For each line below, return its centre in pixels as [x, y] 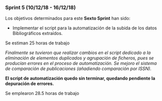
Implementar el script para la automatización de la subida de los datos [84, 28]
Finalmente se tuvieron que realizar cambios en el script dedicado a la [78, 53]
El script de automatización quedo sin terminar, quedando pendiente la [80, 78]
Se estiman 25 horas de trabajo [37, 43]
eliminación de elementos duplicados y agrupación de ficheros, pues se [79, 58]
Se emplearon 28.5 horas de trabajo [42, 93]
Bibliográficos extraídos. [37, 33]
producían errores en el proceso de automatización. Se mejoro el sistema [81, 63]
